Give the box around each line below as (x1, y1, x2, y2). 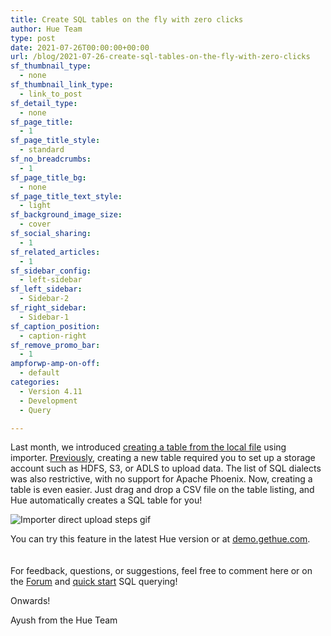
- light (19, 201, 52, 211)
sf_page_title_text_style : (10, 191, 123, 201)
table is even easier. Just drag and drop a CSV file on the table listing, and (10, 484, 315, 496)
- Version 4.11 (19, 386, 83, 396)
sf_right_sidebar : (10, 303, 87, 313)
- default (19, 368, 60, 378)
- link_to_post (19, 89, 83, 99)
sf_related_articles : (10, 247, 101, 257)
